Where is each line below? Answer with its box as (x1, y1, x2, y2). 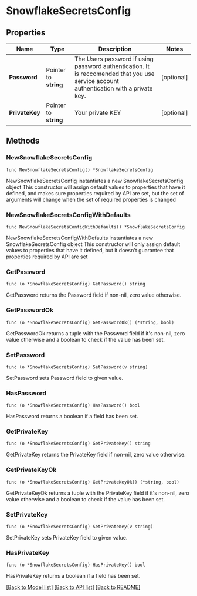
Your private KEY (74, 109, 121, 116)
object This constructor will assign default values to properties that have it (6, 184, 185, 191)
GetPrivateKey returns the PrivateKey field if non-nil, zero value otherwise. (6, 451, 186, 458)
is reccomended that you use (74, 69, 155, 78)
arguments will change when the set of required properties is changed (6, 196, 176, 203)
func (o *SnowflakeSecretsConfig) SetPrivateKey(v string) (6, 524, 154, 530)
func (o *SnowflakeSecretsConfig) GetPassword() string (6, 281, 145, 287)
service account (74, 77, 119, 85)
